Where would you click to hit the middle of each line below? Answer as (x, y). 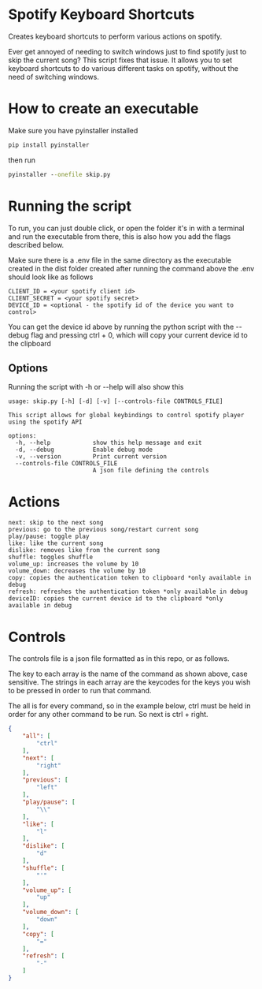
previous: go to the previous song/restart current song (103, 530)
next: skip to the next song (56, 523)
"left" (47, 787)
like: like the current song (56, 543)
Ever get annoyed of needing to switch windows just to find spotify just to (127, 51)
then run (22, 160)
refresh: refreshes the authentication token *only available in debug (128, 592)
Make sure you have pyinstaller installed (73, 130)
